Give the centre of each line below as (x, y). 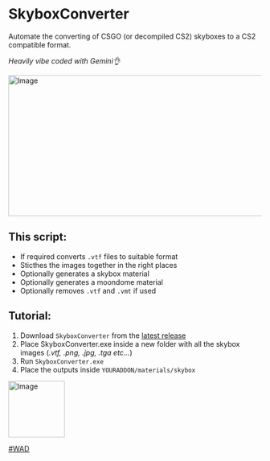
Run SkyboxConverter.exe (62, 361)
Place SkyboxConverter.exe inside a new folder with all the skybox (130, 344)
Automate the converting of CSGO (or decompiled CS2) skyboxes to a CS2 (132, 36)
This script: (37, 237)
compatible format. (40, 44)
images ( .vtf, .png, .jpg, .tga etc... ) (76, 352)
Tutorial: (30, 316)
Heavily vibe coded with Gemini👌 (64, 60)
